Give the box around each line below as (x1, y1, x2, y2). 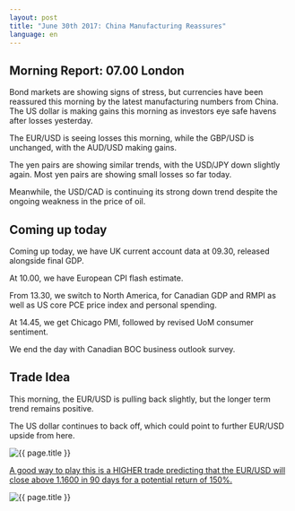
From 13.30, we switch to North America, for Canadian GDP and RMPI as (9, 290, 276, 300)
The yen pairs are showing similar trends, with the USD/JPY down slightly (9, 160, 281, 170)
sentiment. (9, 326, 49, 337)
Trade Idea (9, 369, 71, 385)
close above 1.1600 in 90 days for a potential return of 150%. (9, 474, 233, 485)
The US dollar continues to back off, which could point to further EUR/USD (9, 420, 284, 431)
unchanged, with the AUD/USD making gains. (9, 143, 178, 153)
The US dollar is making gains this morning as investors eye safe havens (9, 106, 277, 117)
